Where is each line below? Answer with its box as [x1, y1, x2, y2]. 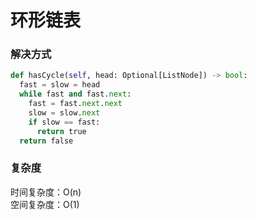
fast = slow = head [19, 80, 101, 90]
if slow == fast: [28, 117, 101, 127]
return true [36, 126, 87, 136]
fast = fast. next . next [28, 99, 123, 109]
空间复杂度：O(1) [10, 198, 80, 210]
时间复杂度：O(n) [10, 186, 82, 198]
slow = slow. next [28, 107, 101, 118]
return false [19, 136, 74, 146]
